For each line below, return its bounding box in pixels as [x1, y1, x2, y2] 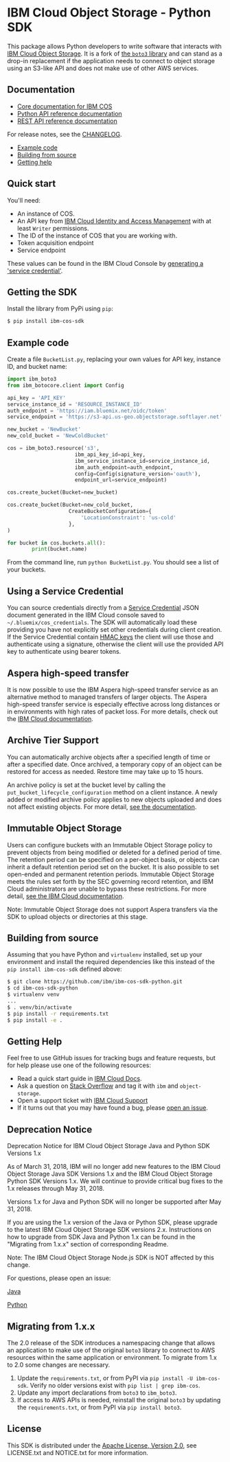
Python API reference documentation [16, 109, 122, 117]
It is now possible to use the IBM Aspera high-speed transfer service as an [7, 685, 218, 694]
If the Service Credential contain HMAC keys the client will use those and [7, 633, 214, 641]
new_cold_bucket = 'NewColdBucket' [7, 433, 109, 439]
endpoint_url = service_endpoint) [74, 477, 168, 483]
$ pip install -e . [7, 1016, 63, 1024]
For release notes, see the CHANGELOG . [7, 130, 122, 138]
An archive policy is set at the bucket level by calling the [7, 781, 166, 789]
